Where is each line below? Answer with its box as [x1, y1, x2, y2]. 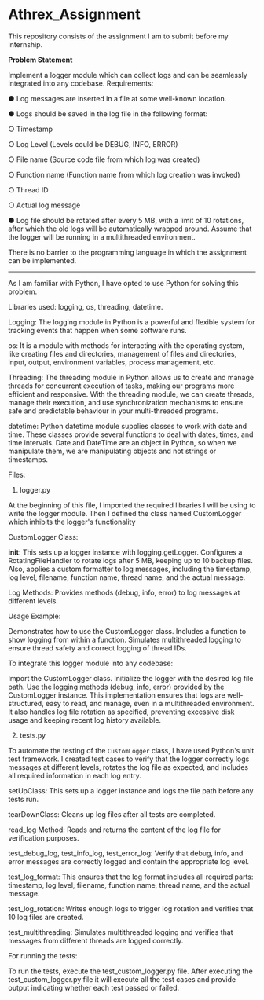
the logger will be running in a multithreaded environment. [8, 232, 196, 241]
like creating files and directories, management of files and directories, [8, 349, 237, 358]
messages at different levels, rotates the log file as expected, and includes [8, 762, 249, 771]
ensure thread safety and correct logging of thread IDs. [8, 643, 187, 653]
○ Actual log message [8, 200, 81, 210]
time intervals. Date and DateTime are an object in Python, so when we [8, 438, 237, 447]
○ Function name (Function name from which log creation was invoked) [8, 170, 241, 179]
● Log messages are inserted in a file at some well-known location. [8, 93, 227, 103]
